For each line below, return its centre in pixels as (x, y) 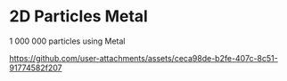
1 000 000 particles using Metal (67, 41)
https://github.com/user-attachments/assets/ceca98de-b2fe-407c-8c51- (143, 58)
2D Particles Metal (79, 16)
